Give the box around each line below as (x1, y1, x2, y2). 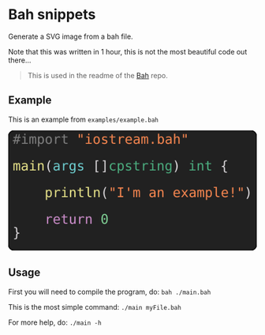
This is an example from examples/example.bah (8, 115, 159, 124)
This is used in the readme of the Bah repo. (27, 70, 168, 80)
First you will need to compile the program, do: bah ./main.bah (8, 287, 211, 296)
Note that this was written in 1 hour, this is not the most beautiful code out (8, 47, 248, 56)
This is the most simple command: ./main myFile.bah (8, 302, 181, 311)
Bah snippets (8, 6, 96, 24)
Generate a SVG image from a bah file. (8, 32, 133, 41)
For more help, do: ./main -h (8, 318, 102, 327)
